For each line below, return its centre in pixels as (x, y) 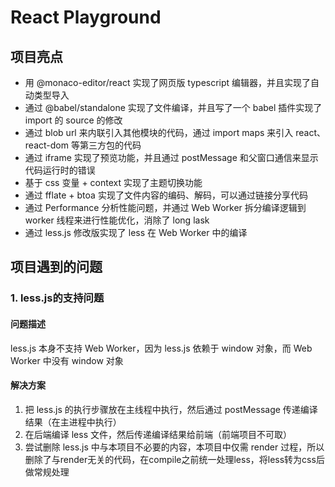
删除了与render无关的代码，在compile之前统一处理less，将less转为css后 (174, 459)
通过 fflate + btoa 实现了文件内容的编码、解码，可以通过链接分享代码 (166, 195)
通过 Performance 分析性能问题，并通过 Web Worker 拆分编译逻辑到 (165, 207)
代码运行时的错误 (60, 170)
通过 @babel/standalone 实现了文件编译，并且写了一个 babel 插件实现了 (173, 107)
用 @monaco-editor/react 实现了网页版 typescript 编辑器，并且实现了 (168, 82)
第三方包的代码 (110, 145)
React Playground (86, 17)
